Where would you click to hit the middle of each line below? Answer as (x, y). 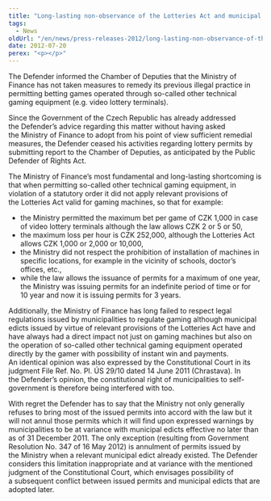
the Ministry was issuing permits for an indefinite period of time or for (135, 286)
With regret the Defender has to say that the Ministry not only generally (127, 404)
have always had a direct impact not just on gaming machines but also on (130, 337)
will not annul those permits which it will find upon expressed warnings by (131, 421)
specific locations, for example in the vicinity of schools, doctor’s (128, 261)
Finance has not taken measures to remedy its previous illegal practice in (129, 85)
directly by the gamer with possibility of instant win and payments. (119, 354)
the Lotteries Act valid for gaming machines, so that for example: (116, 202)
